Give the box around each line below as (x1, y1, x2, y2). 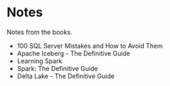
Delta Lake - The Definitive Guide (16, 72, 115, 80)
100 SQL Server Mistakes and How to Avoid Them (16, 41, 163, 50)
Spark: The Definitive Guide (16, 64, 98, 72)
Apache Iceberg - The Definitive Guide (16, 49, 131, 58)
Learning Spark (16, 56, 63, 65)
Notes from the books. (6, 28, 73, 36)
